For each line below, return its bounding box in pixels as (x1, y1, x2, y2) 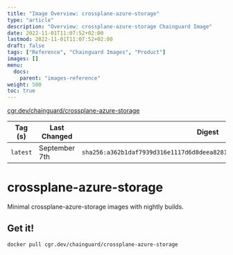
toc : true (7, 87, 36, 94)
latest (10, 148, 33, 157)
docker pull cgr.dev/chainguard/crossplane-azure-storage (7, 240, 178, 248)
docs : (13, 68, 30, 75)
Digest (196, 127, 219, 137)
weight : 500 (7, 81, 42, 88)
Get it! (7, 222, 35, 234)
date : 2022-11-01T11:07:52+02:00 (7, 29, 104, 37)
